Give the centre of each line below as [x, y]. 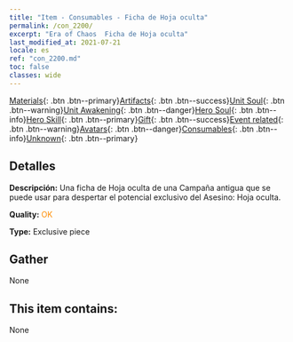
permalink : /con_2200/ [51, 26]
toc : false [29, 68]
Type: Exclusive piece [50, 231]
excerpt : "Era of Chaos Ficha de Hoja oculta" [99, 34]
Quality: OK [31, 214]
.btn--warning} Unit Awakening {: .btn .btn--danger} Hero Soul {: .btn [131, 110]
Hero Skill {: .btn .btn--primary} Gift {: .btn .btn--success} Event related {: [155, 119]
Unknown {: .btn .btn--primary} [82, 138]
